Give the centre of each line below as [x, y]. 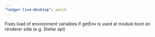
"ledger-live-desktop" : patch [36, 10]
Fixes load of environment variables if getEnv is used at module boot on [77, 24]
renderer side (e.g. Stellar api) [35, 29]
